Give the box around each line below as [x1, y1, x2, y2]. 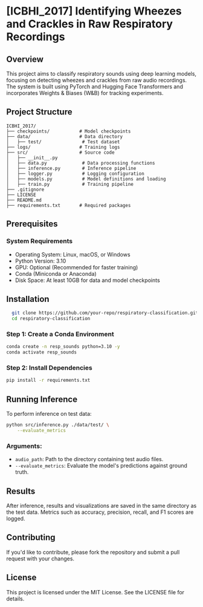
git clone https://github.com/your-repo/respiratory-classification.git [11, 310, 199, 316]
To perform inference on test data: [6, 410, 92, 418]
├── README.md [6, 197, 42, 203]
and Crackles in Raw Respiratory [6, 17, 173, 31]
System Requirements [6, 237, 73, 246]
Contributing [6, 533, 56, 543]
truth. [14, 468, 29, 476]
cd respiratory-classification [11, 316, 91, 322]
